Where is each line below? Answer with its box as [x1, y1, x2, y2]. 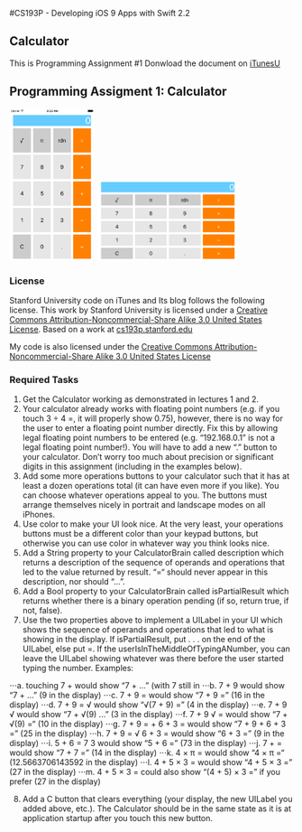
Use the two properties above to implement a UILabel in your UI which [22, 614, 284, 626]
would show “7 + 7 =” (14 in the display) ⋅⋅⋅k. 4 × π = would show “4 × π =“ [9, 747, 285, 758]
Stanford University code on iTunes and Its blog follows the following [9, 295, 266, 306]
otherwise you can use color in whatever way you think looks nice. [22, 538, 270, 549]
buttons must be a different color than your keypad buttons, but [22, 528, 259, 539]
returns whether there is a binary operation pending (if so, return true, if [22, 595, 289, 606]
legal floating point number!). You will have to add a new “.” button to [22, 442, 278, 453]
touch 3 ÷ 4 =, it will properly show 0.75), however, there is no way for [22, 413, 284, 424]
